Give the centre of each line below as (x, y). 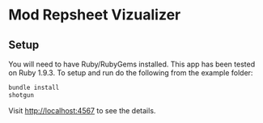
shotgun (21, 95)
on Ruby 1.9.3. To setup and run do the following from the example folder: (131, 73)
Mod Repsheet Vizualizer (95, 15)
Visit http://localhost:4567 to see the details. (82, 110)
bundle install (34, 87)
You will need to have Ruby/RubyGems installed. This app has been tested (132, 64)
